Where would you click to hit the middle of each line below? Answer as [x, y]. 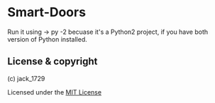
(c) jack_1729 [26, 78]
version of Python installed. [47, 39]
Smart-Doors [47, 12]
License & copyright [53, 62]
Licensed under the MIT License [54, 92]
